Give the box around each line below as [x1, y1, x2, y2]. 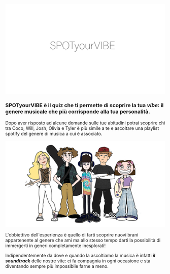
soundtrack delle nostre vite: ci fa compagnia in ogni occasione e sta [5, 258, 151, 264]
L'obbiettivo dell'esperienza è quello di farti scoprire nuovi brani [5, 232, 139, 238]
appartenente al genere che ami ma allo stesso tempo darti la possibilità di [5, 237, 161, 244]
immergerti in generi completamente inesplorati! [5, 243, 106, 249]
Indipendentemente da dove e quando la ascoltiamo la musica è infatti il [5, 253, 156, 259]
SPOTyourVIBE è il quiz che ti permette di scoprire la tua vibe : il [5, 102, 164, 109]
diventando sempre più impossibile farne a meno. [5, 263, 109, 269]
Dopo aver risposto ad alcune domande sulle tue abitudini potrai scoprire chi [5, 120, 165, 126]
